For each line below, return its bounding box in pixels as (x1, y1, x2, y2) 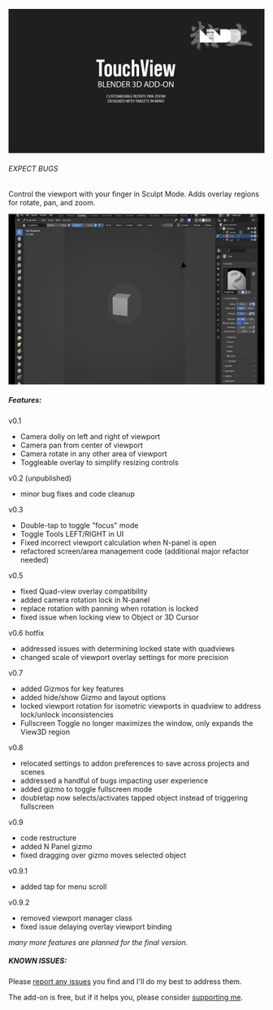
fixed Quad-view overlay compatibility (19, 586, 148, 596)
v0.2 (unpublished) (8, 473, 72, 483)
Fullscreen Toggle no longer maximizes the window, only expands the (19, 718, 253, 727)
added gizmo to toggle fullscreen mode (19, 784, 153, 794)
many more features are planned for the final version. (8, 937, 188, 947)
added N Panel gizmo (19, 841, 93, 851)
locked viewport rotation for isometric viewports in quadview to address (19, 701, 262, 710)
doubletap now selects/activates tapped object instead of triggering (19, 792, 248, 802)
